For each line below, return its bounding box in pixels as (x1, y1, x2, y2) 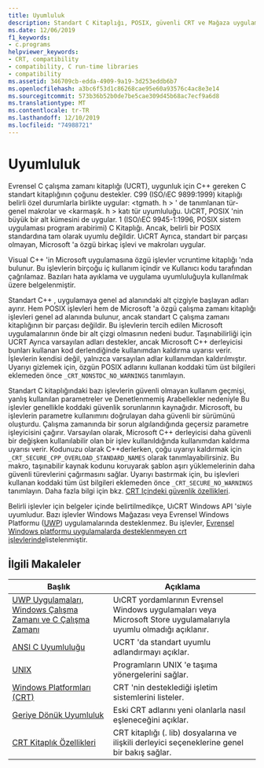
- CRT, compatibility (8, 56, 79, 64)
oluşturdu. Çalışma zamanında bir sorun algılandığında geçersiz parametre (8, 419, 249, 429)
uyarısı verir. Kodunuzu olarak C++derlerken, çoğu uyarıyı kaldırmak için (8, 444, 242, 453)
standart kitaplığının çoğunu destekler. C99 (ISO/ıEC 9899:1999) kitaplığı (8, 190, 243, 199)
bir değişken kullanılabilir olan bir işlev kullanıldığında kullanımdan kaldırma (8, 436, 250, 445)
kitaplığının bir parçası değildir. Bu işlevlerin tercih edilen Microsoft (8, 320, 223, 330)
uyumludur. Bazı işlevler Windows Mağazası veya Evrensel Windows (8, 509, 229, 519)
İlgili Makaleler (8, 558, 81, 571)
